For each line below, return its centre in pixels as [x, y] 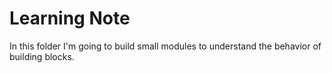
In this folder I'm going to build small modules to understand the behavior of [165, 46]
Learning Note [70, 18]
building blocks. [42, 56]
